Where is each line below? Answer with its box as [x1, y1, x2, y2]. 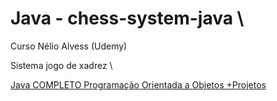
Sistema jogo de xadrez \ [10, 59, 113, 71]
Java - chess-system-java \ [10, 7, 245, 30]
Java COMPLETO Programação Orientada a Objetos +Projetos [10, 78, 267, 91]
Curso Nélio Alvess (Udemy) [10, 40, 128, 52]
